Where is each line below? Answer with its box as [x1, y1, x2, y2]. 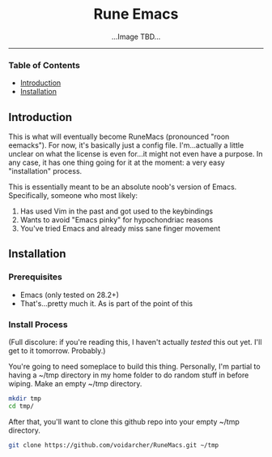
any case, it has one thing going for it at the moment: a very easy [8, 157, 225, 167]
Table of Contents [8, 59, 81, 71]
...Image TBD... [111, 32, 161, 41]
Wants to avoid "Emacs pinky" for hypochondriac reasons [19, 215, 213, 225]
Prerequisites [8, 271, 62, 282]
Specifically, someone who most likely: [8, 191, 138, 200]
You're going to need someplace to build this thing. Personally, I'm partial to [8, 362, 261, 372]
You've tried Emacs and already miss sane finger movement [19, 224, 221, 234]
